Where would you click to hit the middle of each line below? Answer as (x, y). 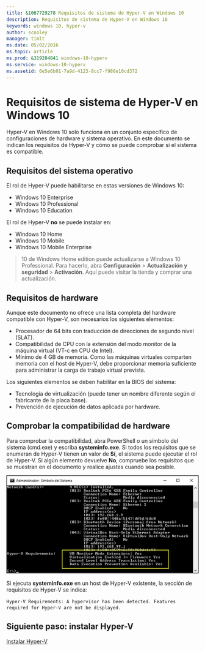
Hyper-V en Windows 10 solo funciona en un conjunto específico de (92, 132)
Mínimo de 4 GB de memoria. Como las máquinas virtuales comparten (103, 357)
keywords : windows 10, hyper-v (46, 26)
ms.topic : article (30, 52)
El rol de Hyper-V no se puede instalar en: (59, 222)
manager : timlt (26, 39)
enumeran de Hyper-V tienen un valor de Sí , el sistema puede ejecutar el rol (102, 454)
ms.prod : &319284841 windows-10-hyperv (57, 58)
